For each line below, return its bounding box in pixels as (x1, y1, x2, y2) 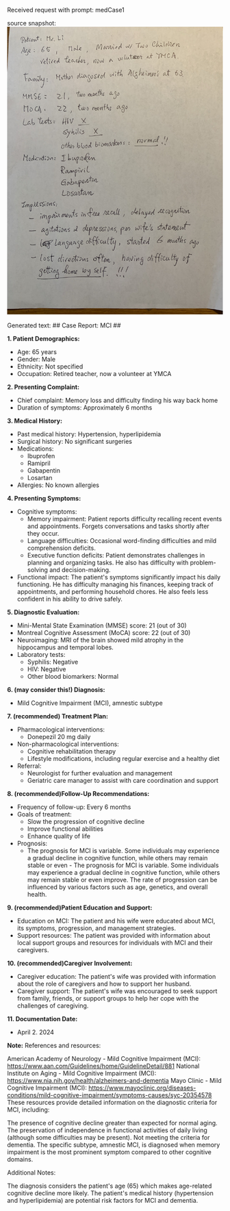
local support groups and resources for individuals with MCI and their (16, 938, 213, 947)
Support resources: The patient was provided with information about (16, 932, 211, 940)
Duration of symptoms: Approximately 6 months (16, 403, 153, 412)
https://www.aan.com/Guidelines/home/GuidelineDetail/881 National (7, 1062, 200, 1071)
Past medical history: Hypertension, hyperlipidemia (16, 430, 162, 438)
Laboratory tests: (16, 651, 66, 659)
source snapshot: (7, 19, 56, 27)
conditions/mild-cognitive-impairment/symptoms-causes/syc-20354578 (7, 1091, 212, 1099)
